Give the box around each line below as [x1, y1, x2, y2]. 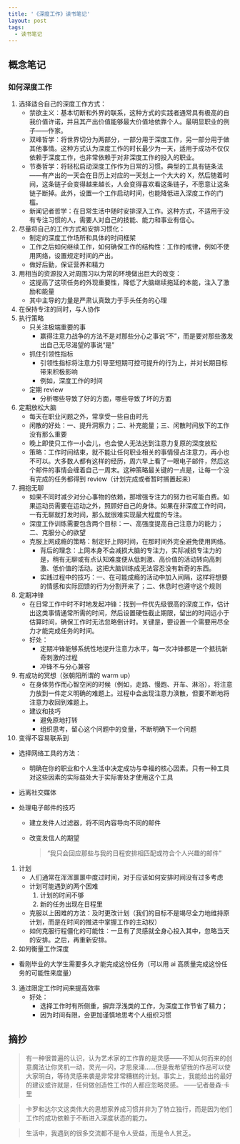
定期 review [29, 385, 64, 394]
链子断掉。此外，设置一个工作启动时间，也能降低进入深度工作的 [29, 189, 217, 197]
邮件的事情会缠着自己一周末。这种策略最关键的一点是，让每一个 [35, 465, 224, 474]
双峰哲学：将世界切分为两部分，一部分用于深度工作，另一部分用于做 [29, 135, 230, 144]
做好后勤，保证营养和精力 [29, 260, 105, 269]
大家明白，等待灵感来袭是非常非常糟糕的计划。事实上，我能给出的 [25, 1071, 220, 1080]
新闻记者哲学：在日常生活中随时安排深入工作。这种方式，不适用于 [29, 207, 224, 215]
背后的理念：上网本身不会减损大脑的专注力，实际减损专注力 [39, 546, 216, 554]
